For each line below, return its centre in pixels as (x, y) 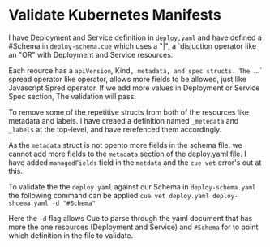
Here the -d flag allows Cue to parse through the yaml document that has (131, 218)
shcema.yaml (28, 203)
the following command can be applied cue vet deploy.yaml (109, 195)
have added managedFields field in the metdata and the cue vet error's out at (135, 162)
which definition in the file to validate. (71, 235)
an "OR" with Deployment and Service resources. (91, 54)
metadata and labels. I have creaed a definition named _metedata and (124, 120)
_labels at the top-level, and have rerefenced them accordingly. (115, 129)
